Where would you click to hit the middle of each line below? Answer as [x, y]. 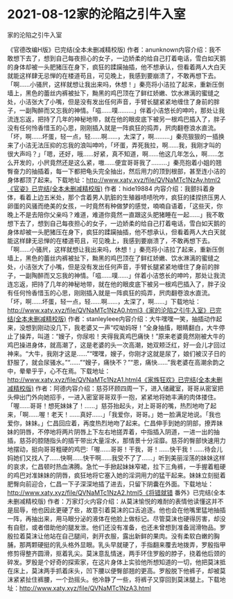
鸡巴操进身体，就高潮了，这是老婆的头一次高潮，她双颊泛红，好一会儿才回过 [116, 345]
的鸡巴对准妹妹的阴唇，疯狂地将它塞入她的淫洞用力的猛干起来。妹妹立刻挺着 [116, 475]
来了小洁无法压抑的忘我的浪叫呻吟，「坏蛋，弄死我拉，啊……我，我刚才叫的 [114, 145]
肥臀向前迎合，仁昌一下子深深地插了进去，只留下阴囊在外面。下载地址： [110, 484]
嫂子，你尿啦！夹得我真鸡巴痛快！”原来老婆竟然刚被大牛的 [142, 336]
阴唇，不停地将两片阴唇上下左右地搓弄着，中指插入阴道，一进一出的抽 [119, 432]
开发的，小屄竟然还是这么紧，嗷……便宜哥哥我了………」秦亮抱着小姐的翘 [117, 162]
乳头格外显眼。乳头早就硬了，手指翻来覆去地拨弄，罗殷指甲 [140, 544]
